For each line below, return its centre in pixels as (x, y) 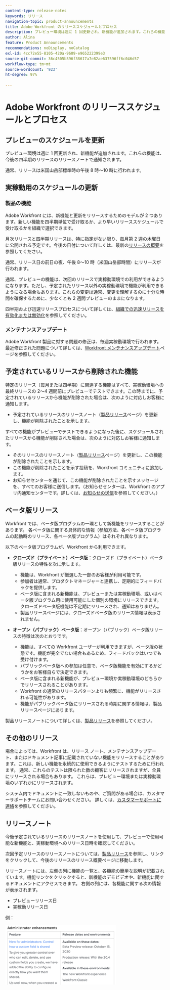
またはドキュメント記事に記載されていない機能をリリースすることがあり (89, 757)
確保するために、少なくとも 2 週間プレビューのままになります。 (81, 298)
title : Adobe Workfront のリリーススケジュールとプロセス (61, 27)
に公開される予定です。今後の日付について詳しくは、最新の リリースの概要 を (85, 245)
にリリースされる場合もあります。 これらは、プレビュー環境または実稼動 (81, 777)
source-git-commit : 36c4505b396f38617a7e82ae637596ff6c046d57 (72, 59)
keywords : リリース (24, 16)
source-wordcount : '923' (31, 69)
